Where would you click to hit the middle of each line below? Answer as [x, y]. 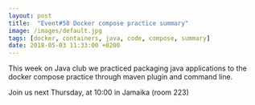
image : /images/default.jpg [56, 30]
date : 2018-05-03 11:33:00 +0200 [64, 46]
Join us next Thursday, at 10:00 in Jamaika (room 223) [99, 92]
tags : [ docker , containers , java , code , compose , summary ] [109, 38]
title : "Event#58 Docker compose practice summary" [99, 23]
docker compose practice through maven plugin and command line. [121, 77]
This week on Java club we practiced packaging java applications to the [127, 68]
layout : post [30, 16]
